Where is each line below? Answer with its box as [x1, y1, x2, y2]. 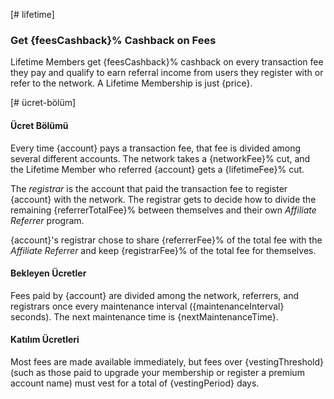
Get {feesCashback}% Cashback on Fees [10, 33, 217, 47]
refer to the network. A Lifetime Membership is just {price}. [10, 77, 253, 89]
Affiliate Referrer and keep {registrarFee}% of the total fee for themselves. [10, 244, 317, 256]
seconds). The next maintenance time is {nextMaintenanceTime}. [10, 310, 279, 323]
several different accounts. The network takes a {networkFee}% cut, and [10, 152, 311, 164]
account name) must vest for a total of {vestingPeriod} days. [10, 377, 260, 389]
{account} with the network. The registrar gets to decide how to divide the [10, 193, 317, 205]
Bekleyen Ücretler [10, 267, 87, 279]
